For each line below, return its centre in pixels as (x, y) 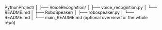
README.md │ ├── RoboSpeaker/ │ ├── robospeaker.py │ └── (69, 12)
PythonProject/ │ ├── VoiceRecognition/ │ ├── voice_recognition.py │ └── (81, 7)
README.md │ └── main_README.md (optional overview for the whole (76, 17)
